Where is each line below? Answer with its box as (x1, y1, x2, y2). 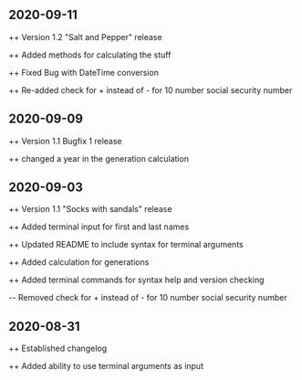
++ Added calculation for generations (8, 257, 150, 268)
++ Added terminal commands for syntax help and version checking (8, 274, 265, 286)
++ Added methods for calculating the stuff (8, 49, 172, 60)
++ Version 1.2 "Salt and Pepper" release (8, 31, 162, 42)
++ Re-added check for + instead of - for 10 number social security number (8, 84, 293, 95)
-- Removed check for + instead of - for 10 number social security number (8, 292, 288, 303)
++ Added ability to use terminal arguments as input (8, 361, 204, 372)
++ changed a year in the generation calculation (8, 153, 189, 164)
